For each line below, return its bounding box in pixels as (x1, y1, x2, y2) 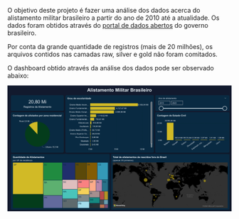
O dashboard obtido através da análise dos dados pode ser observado (7, 64, 215, 72)
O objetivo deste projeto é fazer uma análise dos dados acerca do (7, 6, 201, 14)
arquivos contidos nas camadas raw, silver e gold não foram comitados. (7, 50, 218, 58)
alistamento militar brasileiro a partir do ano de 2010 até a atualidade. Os (7, 14, 220, 22)
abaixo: (7, 71, 29, 80)
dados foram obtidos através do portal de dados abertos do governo (7, 21, 208, 29)
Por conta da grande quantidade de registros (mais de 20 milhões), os (7, 43, 213, 50)
